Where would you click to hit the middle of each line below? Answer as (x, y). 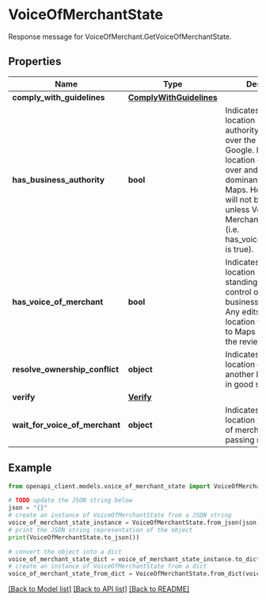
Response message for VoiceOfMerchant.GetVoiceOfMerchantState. (120, 37)
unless (237, 210)
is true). (239, 249)
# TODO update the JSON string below (70, 501)
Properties (35, 62)
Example (30, 468)
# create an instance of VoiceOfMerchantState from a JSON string (120, 515)
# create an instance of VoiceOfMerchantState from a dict (108, 566)
